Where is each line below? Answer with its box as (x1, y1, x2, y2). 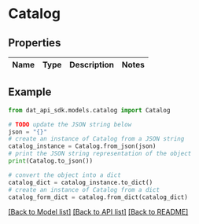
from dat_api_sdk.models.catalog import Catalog (8, 106, 171, 114)
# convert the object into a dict (8, 171, 122, 179)
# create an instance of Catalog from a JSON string (8, 135, 185, 143)
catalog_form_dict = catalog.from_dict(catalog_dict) (8, 193, 189, 201)
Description (69, 60, 114, 70)
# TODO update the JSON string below (8, 120, 132, 128)
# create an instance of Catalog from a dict (8, 185, 160, 193)
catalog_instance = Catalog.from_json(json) (8, 142, 157, 150)
